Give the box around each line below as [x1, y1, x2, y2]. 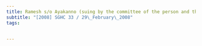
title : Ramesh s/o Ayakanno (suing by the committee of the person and [6, 8, 189, 15]
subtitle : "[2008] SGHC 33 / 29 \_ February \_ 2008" [6, 14, 133, 20]
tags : [6, 20, 20, 26]
